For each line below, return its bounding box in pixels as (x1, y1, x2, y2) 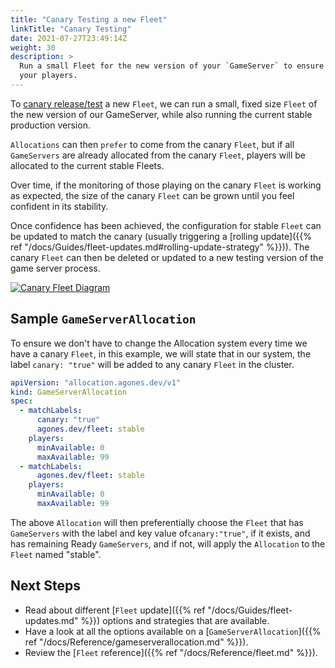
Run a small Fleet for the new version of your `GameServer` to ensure (19, 61, 325, 71)
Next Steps (10, 577, 81, 595)
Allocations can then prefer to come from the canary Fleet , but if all (10, 138, 295, 150)
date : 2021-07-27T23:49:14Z (10, 33, 128, 43)
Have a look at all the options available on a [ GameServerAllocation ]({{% (24, 625, 322, 637)
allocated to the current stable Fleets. (10, 159, 165, 171)
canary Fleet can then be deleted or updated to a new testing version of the (10, 251, 324, 263)
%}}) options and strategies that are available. (80, 614, 270, 626)
